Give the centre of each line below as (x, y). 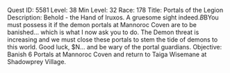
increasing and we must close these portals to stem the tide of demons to (113, 40)
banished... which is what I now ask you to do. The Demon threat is (103, 32)
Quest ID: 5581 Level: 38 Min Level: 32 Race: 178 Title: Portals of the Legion (115, 10)
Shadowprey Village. (37, 62)
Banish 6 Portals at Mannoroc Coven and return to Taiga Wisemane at (107, 54)
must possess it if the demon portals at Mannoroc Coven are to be (102, 25)
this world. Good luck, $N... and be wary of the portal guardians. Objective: (115, 47)
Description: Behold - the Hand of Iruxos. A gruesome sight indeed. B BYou (113, 17)
